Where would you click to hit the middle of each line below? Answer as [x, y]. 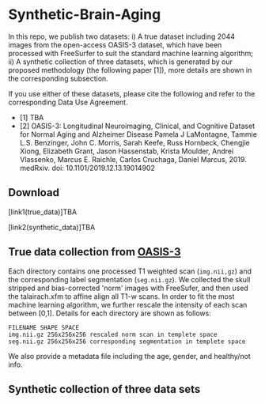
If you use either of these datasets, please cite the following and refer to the [132, 93]
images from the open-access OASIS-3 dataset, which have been [115, 44]
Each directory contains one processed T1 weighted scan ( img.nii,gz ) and [130, 271]
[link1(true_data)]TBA [43, 212]
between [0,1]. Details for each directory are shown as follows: [110, 313]
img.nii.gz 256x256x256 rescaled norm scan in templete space [113, 334]
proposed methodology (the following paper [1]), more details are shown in [130, 70]
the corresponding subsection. [58, 78]
